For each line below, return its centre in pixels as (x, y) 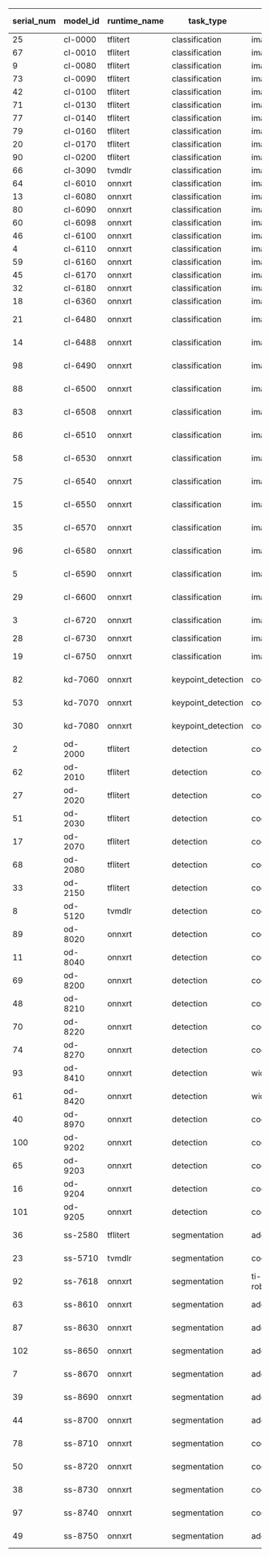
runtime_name (136, 21)
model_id (82, 21)
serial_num (34, 21)
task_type (208, 21)
